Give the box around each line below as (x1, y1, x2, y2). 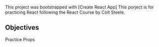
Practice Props (5, 36, 35, 42)
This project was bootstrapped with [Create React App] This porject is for (5, 4, 154, 10)
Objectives (5, 23, 39, 32)
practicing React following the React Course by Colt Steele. (5, 9, 126, 15)
